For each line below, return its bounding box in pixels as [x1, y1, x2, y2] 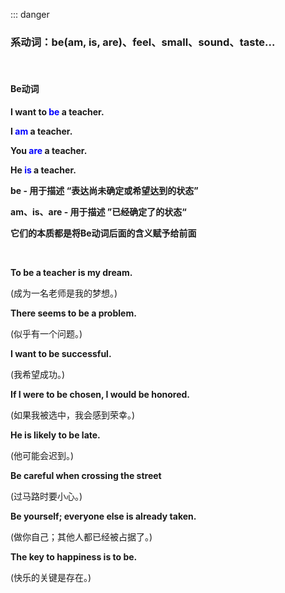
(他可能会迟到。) [10, 449, 75, 461]
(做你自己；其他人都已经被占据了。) [10, 530, 153, 543]
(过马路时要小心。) [10, 490, 83, 502]
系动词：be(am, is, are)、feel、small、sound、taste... [10, 35, 276, 49]
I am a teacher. [10, 125, 73, 137]
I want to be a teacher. [10, 105, 105, 118]
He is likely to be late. [10, 429, 101, 441]
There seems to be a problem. [10, 307, 137, 319]
